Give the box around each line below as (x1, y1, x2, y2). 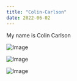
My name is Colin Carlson (6, 31, 71, 39)
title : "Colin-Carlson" (6, 9, 67, 15)
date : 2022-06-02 (6, 15, 51, 21)
